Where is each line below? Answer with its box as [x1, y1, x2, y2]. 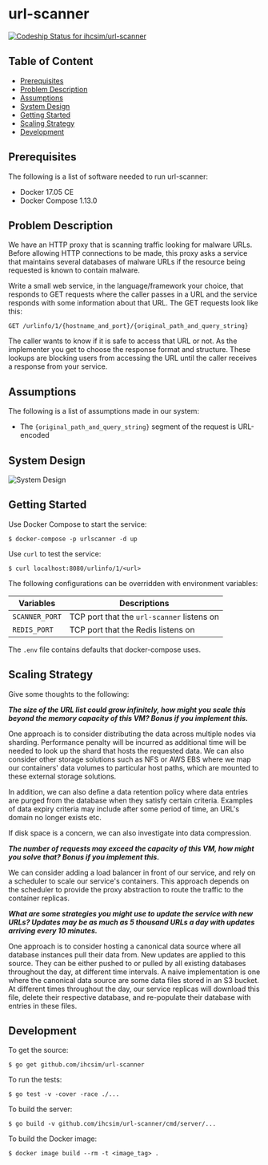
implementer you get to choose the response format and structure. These [8, 345, 250, 354]
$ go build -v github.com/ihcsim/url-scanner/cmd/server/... [8, 1120, 217, 1128]
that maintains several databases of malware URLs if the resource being [8, 257, 246, 267]
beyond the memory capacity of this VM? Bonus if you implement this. [8, 713, 249, 722]
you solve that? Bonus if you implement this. [8, 852, 160, 862]
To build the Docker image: [8, 1134, 98, 1143]
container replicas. [8, 893, 70, 903]
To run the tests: [8, 1075, 62, 1085]
